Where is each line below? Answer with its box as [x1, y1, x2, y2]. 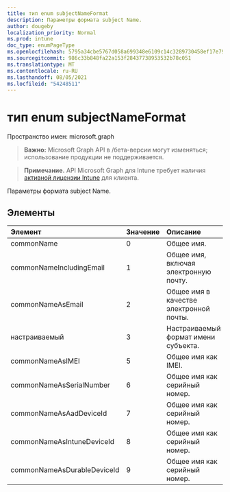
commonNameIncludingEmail [10, 263, 105, 272]
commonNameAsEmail [10, 300, 84, 309]
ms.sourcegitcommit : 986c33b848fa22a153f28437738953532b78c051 [7, 55, 192, 62]
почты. [166, 313, 190, 322]
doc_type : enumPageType [7, 42, 75, 49]
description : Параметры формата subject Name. [7, 16, 142, 23]
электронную [166, 267, 212, 277]
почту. [166, 276, 188, 285]
